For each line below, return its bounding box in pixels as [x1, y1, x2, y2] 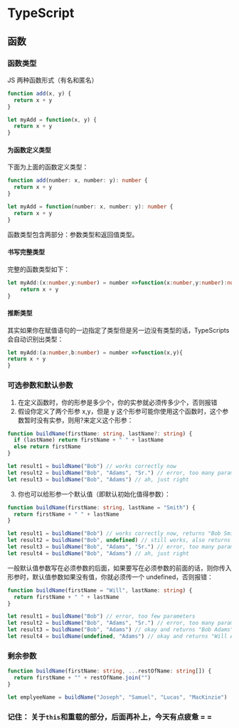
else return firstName [14, 443, 81, 450]
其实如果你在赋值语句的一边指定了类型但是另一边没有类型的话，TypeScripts [7, 326, 230, 334]
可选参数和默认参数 [7, 380, 73, 390]
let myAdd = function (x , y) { [7, 116, 97, 123]
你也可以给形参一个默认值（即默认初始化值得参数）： [17, 489, 171, 498]
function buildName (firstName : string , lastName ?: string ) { [7, 430, 193, 437]
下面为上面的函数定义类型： [7, 162, 89, 172]
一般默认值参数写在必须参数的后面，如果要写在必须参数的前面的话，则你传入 [7, 563, 232, 572]
